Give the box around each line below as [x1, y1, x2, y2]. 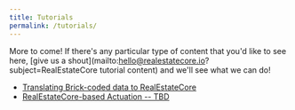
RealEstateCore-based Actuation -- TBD [21, 90, 171, 102]
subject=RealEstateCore [9, 64, 98, 75]
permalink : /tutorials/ [9, 21, 98, 30]
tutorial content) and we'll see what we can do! [99, 64, 271, 75]
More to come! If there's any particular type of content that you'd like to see [9, 45, 287, 56]
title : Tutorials [9, 12, 74, 22]
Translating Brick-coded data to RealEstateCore [21, 82, 197, 92]
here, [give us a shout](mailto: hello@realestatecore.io [9, 55, 206, 66]
